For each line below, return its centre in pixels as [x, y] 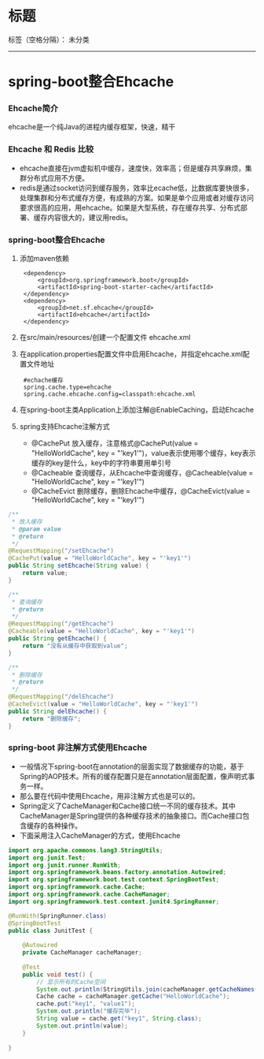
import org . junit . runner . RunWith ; [65, 865]
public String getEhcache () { [58, 639]
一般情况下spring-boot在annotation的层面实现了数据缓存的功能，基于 [132, 766]
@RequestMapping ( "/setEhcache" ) [61, 551]
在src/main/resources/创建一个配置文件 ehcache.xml [105, 337]
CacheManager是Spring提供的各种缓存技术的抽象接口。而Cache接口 [131, 815]
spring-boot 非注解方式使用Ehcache [78, 748]
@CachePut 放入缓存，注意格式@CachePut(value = [115, 443]
